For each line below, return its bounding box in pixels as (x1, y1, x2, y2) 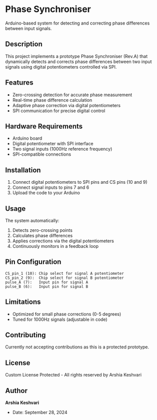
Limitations (5, 298, 41, 306)
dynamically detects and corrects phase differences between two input (5, 59, 152, 65)
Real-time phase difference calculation (12, 97, 92, 103)
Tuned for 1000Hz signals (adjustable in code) (12, 316, 107, 322)
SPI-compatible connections (12, 151, 71, 157)
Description (5, 40, 42, 49)
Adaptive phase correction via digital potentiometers (12, 102, 121, 108)
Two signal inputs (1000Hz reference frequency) (12, 146, 112, 152)
